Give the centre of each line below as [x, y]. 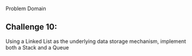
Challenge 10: [31, 27]
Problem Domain [26, 9]
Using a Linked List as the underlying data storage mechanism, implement [96, 41]
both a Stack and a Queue [37, 47]
